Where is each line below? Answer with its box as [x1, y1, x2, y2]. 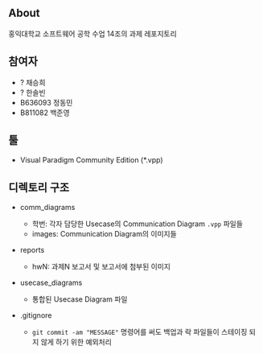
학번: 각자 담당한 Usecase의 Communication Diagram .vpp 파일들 [31, 219, 244, 228]
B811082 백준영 [19, 108, 70, 117]
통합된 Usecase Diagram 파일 [31, 294, 128, 304]
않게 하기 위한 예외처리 [40, 337, 113, 347]
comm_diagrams [19, 203, 76, 212]
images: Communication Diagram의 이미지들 [31, 229, 177, 239]
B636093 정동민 [19, 97, 73, 107]
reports [19, 245, 45, 255]
